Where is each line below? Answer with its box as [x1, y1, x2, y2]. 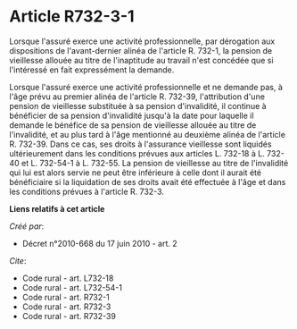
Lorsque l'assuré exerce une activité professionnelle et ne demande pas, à [9, 81, 284, 92]
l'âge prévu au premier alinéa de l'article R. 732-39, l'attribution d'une [9, 91, 266, 102]
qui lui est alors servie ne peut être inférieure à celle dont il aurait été [9, 167, 261, 178]
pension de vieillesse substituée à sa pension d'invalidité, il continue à [9, 100, 267, 111]
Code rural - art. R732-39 [21, 310, 116, 321]
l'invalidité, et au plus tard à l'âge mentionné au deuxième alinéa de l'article [9, 129, 285, 139]
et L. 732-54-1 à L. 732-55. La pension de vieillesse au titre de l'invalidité [21, 157, 289, 168]
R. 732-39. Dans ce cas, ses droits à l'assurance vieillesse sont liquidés [9, 139, 272, 149]
